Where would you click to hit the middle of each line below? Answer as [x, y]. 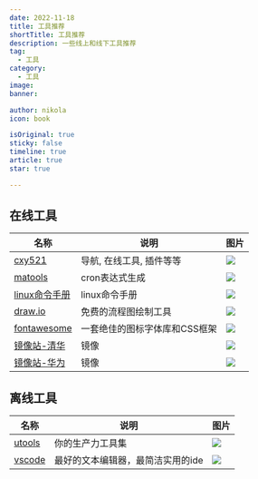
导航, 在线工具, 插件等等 [131, 261]
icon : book [30, 119]
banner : [24, 93]
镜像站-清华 [40, 346]
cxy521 [30, 260]
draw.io [30, 311]
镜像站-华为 [40, 363]
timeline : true [38, 152]
